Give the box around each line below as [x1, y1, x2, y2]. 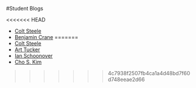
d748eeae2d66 [108, 76, 145, 83]
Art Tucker [14, 46, 40, 53]
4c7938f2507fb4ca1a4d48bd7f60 [108, 70, 190, 76]
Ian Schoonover [14, 52, 53, 59]
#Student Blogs [6, 5, 44, 12]
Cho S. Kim [14, 58, 42, 65]
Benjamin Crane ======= [14, 34, 79, 40]
